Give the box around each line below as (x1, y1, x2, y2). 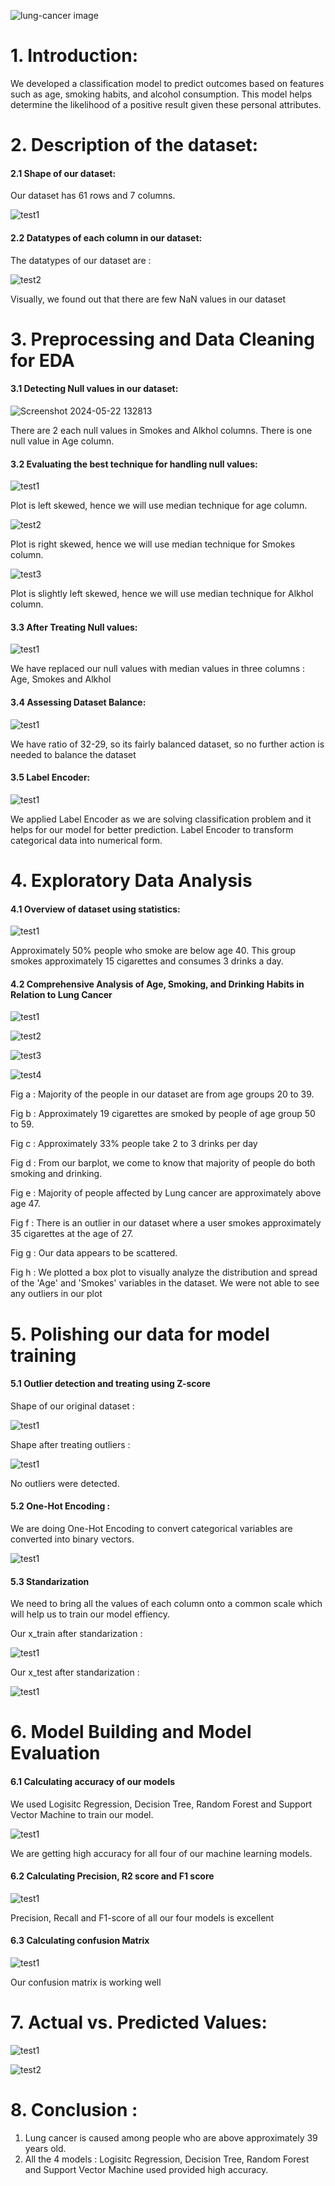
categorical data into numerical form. (10, 834, 163, 846)
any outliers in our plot (10, 1288, 103, 1300)
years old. (24, 2142, 67, 2154)
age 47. (10, 1198, 41, 1210)
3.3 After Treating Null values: (10, 621, 138, 633)
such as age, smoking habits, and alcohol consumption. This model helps (10, 88, 313, 100)
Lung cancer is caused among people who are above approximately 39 (24, 2131, 318, 2144)
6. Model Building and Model (10, 1721, 252, 1744)
